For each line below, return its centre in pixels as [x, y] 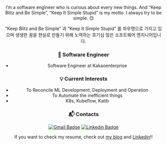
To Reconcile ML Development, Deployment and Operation [87, 90]
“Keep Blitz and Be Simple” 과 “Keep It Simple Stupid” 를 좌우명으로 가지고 [81, 28]
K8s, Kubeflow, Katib [87, 100]
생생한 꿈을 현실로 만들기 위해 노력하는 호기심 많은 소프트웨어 [75, 35]
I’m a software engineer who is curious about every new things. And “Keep [83, 7]
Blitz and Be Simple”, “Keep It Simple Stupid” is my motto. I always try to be [83, 13]
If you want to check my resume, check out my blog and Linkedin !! [83, 137]
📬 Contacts [83, 114]
